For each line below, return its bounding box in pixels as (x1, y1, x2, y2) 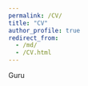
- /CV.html (15, 49, 52, 57)
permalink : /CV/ (8, 11, 62, 20)
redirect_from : (8, 33, 59, 42)
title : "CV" (8, 19, 48, 27)
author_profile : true (8, 26, 81, 34)
